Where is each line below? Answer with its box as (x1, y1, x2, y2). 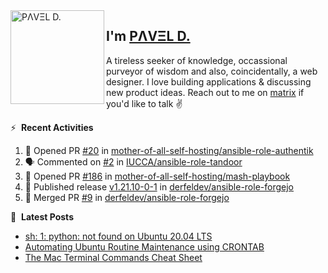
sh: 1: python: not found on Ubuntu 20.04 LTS (24, 230, 213, 242)
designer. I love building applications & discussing (106, 75, 312, 88)
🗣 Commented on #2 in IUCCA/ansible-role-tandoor (24, 155, 243, 168)
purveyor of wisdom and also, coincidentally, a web (106, 65, 318, 77)
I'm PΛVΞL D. (106, 28, 191, 45)
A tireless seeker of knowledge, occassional (106, 54, 288, 66)
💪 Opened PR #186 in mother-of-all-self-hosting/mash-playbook (24, 170, 291, 182)
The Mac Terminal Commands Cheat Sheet (24, 251, 203, 263)
